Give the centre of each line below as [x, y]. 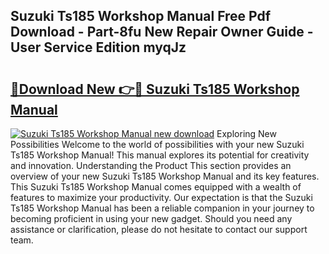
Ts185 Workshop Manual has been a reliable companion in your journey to [162, 208]
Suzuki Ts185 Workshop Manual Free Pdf [141, 16]
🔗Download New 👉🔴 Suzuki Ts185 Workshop [155, 89]
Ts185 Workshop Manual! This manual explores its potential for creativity [160, 155]
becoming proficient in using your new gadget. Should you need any [151, 218]
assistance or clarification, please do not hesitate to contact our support [159, 229]
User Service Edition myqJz [98, 47]
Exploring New [246, 133]
